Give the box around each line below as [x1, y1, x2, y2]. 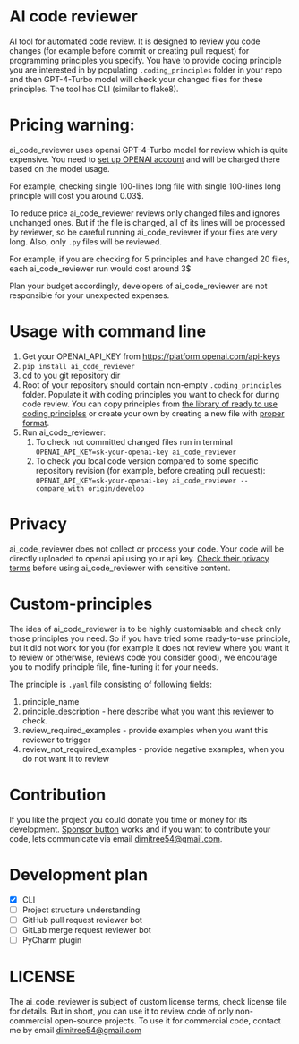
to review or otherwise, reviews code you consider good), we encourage [9, 652, 278, 663]
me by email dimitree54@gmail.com [9, 1024, 142, 1035]
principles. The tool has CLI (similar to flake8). [9, 83, 179, 94]
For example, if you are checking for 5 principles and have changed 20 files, [9, 253, 290, 264]
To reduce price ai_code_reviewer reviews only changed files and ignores [9, 208, 280, 218]
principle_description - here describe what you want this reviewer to [21, 706, 275, 716]
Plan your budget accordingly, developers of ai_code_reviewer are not [9, 280, 268, 291]
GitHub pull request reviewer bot [21, 914, 143, 925]
